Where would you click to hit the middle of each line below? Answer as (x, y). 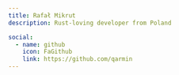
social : (21, 37)
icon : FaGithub (48, 52)
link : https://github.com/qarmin (78, 59)
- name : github (40, 44)
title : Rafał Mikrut (42, 15)
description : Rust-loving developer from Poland (90, 23)
